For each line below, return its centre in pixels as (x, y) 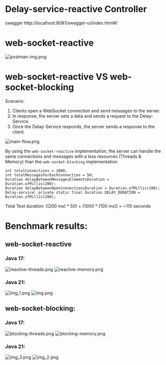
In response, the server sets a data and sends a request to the (76, 116)
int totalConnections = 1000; (36, 171)
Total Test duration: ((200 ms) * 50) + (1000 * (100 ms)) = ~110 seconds (78, 206)
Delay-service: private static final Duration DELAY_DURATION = (73, 192)
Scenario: (15, 101)
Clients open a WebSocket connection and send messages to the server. (86, 111)
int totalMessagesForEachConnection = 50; (49, 175)
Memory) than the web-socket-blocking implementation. (62, 161)
